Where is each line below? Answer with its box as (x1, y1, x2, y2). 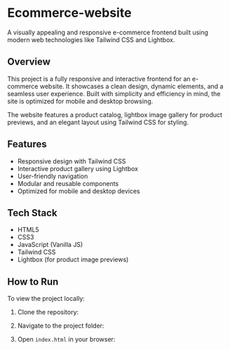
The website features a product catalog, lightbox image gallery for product (7, 110, 223, 119)
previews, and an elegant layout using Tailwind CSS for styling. (7, 118, 189, 126)
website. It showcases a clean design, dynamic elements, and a (39, 82, 224, 90)
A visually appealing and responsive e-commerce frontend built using (7, 28, 209, 36)
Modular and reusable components (17, 179, 119, 187)
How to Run (7, 276, 59, 288)
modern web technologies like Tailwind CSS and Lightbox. (7, 35, 175, 43)
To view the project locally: (7, 295, 86, 303)
